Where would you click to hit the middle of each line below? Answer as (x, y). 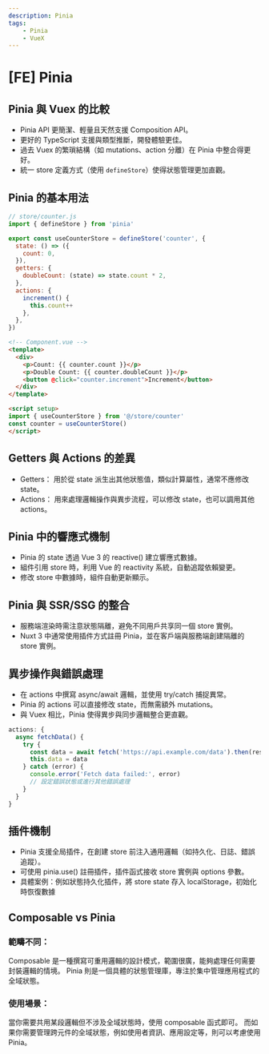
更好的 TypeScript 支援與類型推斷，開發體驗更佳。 (103, 140)
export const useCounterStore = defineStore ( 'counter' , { (107, 238)
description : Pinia (41, 16)
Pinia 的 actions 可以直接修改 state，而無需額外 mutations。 (118, 704)
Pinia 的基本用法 (49, 197)
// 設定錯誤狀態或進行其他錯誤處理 (80, 782)
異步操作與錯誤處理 (56, 674)
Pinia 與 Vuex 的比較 (59, 109)
